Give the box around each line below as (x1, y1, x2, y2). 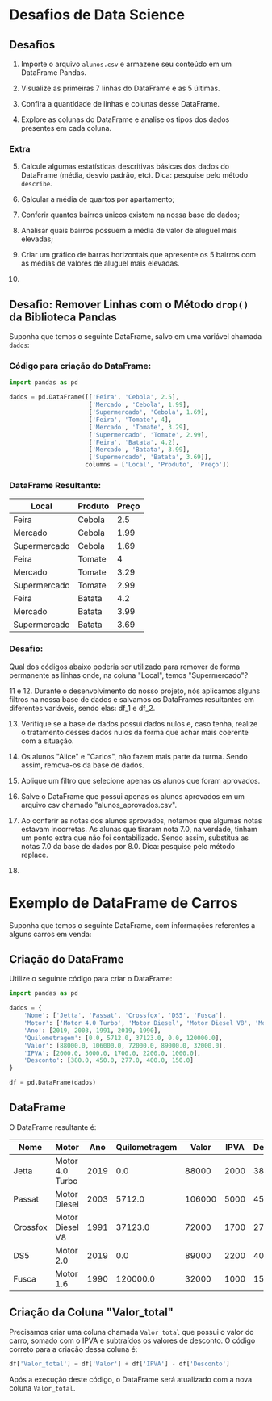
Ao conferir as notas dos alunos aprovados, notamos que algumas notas (20, 815, 262, 825)
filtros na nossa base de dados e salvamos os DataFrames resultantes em (9, 694, 255, 704)
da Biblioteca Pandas (9, 310, 118, 324)
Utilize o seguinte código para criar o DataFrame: (9, 974, 173, 984)
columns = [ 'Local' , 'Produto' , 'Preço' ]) (85, 461, 230, 469)
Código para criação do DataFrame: (9, 361, 152, 372)
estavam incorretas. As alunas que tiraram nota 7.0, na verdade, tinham (20, 824, 257, 834)
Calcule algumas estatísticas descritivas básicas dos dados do (20, 161, 229, 171)
